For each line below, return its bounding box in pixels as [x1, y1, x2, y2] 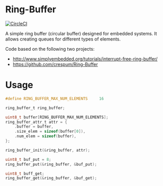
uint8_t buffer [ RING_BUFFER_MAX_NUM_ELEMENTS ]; [5, 114, 109, 120]
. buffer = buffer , [14, 124, 54, 129]
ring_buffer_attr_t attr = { [5, 119, 67, 125]
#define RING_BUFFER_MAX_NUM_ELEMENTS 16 [5, 96, 104, 101]
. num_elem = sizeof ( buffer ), [14, 134, 77, 139]
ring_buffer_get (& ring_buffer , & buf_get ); [5, 176, 97, 181]
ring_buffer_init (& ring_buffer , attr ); [5, 148, 90, 153]
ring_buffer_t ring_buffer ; [5, 105, 65, 111]
